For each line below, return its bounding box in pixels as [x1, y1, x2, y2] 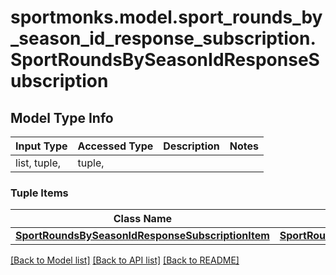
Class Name [113, 212, 173, 226]
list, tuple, [15, 156, 62, 170]
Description [163, 139, 220, 153]
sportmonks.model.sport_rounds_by [10, 6, 323, 29]
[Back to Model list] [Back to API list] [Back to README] [10, 254, 240, 266]
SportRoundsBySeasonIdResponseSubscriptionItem [15, 229, 270, 243]
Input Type [15, 139, 68, 153]
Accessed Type [77, 139, 154, 153]
